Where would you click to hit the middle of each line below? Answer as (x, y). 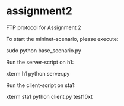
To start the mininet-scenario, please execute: (62, 39)
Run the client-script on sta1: (41, 85)
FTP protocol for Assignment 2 (44, 27)
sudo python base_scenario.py (44, 50)
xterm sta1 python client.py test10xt (50, 96)
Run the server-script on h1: (40, 62)
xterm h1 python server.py (38, 73)
